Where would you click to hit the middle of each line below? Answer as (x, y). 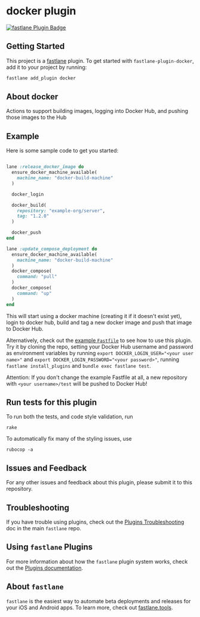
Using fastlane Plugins (50, 547)
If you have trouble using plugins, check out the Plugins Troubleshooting (95, 522)
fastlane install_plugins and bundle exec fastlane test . (79, 365)
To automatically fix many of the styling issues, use (69, 439)
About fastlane (35, 587)
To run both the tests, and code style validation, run (70, 417)
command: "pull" (37, 277)
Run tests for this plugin (52, 402)
